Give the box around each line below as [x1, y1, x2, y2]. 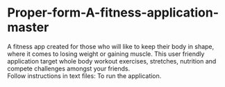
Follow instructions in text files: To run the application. [7, 71, 162, 80]
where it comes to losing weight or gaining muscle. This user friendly [7, 50, 205, 58]
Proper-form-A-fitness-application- [7, 5, 219, 21]
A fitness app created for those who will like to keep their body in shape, [7, 42, 215, 50]
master [7, 19, 49, 35]
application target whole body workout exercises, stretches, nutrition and [7, 57, 217, 65]
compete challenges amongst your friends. [7, 64, 131, 72]
